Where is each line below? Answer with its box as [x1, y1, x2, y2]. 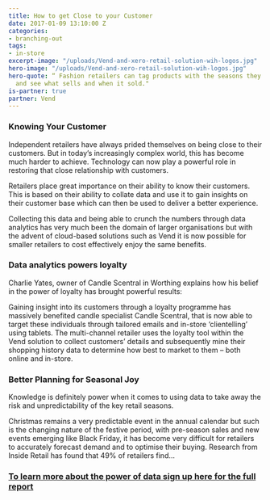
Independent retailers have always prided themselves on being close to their [8, 139, 262, 149]
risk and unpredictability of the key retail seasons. [8, 401, 174, 410]
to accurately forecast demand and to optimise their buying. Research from [8, 442, 258, 452]
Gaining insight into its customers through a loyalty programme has [8, 302, 231, 312]
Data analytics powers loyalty [8, 259, 127, 271]
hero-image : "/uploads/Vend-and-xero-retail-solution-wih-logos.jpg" [8, 65, 247, 73]
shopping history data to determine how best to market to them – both [8, 345, 241, 355]
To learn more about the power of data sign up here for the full [8, 471, 256, 482]
